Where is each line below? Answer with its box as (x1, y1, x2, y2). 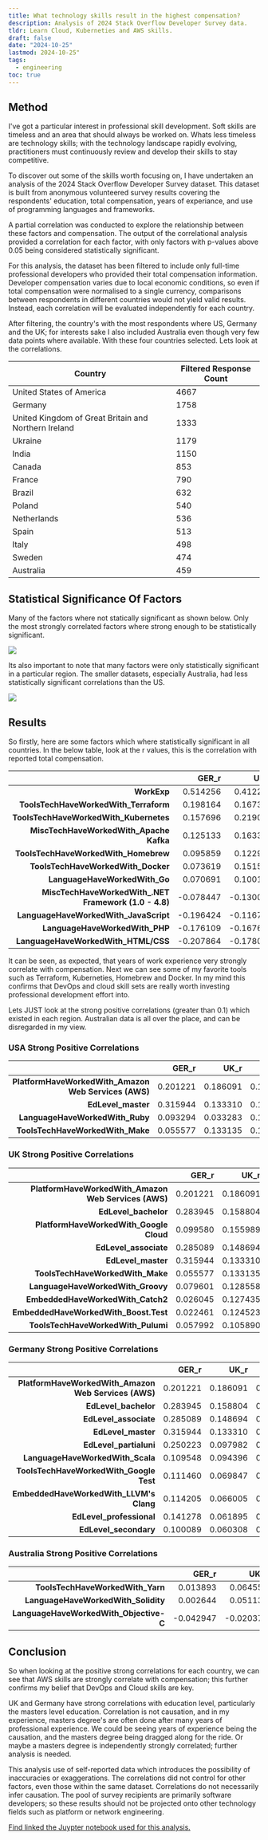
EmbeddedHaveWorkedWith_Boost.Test (12, 1307, 168, 1318)
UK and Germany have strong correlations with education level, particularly (8, 1699, 255, 1708)
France (12, 474, 38, 486)
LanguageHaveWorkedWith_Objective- (12, 1608, 166, 1619)
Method (8, 100, 49, 114)
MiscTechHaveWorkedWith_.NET (41, 887, 170, 898)
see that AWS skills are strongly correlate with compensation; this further (8, 1675, 249, 1685)
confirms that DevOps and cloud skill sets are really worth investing (8, 981, 230, 991)
